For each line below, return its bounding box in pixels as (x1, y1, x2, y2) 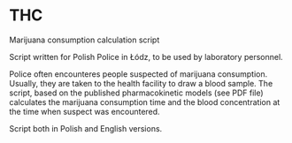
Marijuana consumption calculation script (9, 34, 160, 45)
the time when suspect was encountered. (9, 106, 161, 117)
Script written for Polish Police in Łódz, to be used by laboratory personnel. (9, 51, 283, 62)
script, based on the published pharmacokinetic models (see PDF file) (9, 87, 264, 98)
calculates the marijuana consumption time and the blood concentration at (9, 96, 280, 107)
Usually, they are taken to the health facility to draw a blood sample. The (9, 78, 273, 88)
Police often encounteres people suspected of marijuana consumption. (9, 68, 268, 79)
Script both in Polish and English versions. (9, 123, 163, 133)
